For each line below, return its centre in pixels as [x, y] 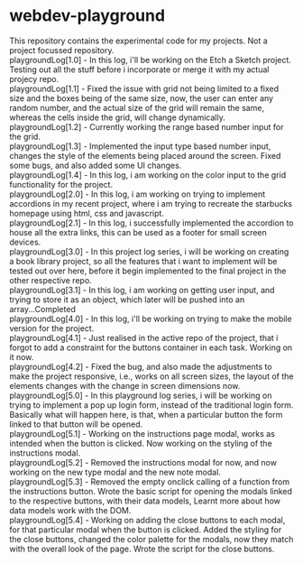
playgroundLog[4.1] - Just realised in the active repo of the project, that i [144, 337]
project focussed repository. [62, 50]
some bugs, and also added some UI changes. [96, 165]
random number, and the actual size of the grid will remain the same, [137, 107]
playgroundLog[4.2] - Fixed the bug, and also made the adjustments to [141, 366]
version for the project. [52, 328]
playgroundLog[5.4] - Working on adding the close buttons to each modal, [147, 520]
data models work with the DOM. [70, 510]
